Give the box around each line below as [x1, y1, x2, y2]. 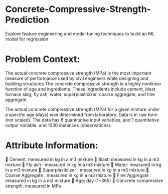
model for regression [5, 36, 49, 42]
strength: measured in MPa [5, 182, 61, 188]
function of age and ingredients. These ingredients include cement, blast [5, 86, 155, 92]
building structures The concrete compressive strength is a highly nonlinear [5, 80, 161, 86]
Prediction [5, 14, 49, 25]
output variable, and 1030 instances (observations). [5, 122, 112, 128]
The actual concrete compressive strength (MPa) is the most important [5, 70, 152, 76]
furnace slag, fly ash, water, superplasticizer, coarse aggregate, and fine [5, 91, 155, 97]
